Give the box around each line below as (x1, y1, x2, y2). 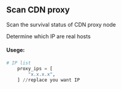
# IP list (6, 60, 32, 66)
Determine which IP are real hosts (6, 33, 91, 40)
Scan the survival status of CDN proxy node (6, 21, 117, 28)
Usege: (6, 47, 25, 54)
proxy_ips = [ (17, 65, 53, 71)
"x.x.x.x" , (28, 71, 56, 77)
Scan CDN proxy (6, 5, 70, 15)
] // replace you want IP (17, 77, 80, 83)
